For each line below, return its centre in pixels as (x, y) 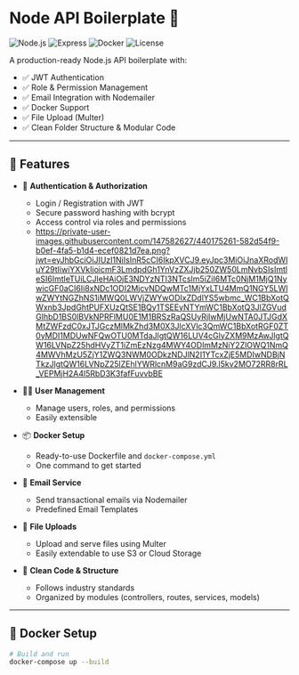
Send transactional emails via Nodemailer (112, 500)
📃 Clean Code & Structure (70, 570)
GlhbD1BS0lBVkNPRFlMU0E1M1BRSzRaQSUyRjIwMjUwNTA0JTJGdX (161, 316)
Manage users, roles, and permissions (105, 408)
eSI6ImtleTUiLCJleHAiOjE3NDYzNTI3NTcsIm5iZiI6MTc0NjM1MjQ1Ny (161, 279)
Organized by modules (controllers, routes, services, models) (148, 597)
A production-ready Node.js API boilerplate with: (98, 60)
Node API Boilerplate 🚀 (94, 18)
